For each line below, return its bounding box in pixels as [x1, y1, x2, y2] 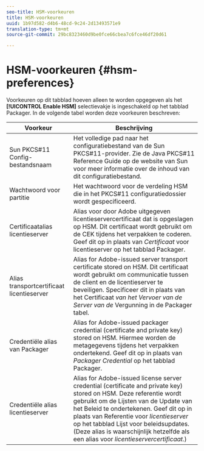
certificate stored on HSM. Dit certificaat [73, 263, 189, 271]
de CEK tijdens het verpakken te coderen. [73, 230, 192, 238]
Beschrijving [115, 124, 153, 132]
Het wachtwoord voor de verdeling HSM [73, 182, 188, 191]
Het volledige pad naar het [73, 134, 149, 143]
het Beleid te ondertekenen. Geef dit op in [73, 405, 192, 413]
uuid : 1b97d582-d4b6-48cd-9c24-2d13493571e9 [6, 20, 121, 26]
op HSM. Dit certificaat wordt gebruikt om [73, 222, 192, 231]
